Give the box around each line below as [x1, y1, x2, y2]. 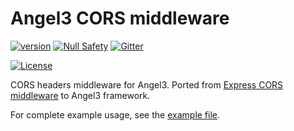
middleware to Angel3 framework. [10, 89, 151, 101]
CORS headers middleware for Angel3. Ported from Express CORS [10, 78, 284, 91]
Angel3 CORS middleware [10, 7, 230, 30]
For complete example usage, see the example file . [10, 108, 221, 121]
